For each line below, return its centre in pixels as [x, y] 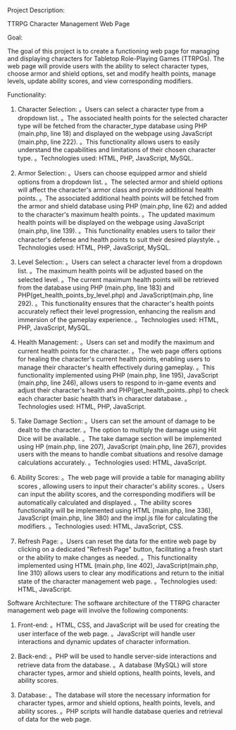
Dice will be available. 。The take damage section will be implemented [119, 439]
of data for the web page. [54, 719]
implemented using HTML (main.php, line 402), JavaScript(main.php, [118, 565]
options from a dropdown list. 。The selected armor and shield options [120, 182]
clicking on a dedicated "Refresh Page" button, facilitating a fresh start [120, 549]
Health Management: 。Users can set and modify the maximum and [116, 342]
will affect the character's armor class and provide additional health [115, 190]
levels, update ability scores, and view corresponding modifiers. [100, 81]
